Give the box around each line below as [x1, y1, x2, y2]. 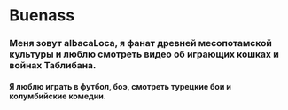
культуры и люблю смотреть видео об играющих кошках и [9, 48, 279, 60]
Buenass [9, 5, 75, 26]
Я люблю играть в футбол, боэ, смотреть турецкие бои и [9, 81, 232, 91]
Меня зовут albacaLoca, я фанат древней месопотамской [9, 37, 272, 50]
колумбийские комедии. [9, 90, 106, 101]
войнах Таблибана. [9, 59, 97, 72]
